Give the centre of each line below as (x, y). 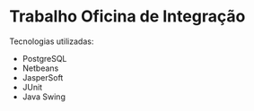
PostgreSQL (44, 58)
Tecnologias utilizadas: (52, 41)
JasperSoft (43, 77)
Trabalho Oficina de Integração (127, 17)
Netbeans (40, 68)
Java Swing (44, 97)
